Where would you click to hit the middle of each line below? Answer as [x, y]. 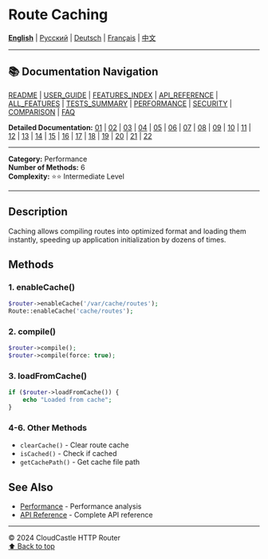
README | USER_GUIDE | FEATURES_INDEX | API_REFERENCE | [113, 95]
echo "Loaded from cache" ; [67, 400]
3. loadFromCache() [48, 376]
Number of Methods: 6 [47, 167]
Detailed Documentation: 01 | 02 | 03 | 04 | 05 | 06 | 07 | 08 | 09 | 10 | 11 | [130, 127]
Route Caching [58, 15]
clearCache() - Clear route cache [74, 445]
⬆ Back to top [32, 546]
